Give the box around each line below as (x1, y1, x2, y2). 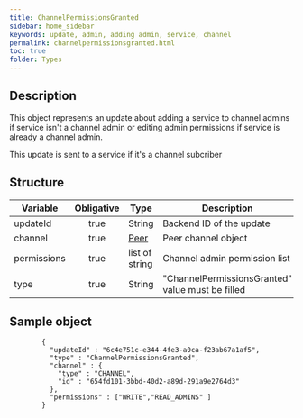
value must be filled (161, 283, 246, 295)
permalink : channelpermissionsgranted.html (9, 38, 176, 48)
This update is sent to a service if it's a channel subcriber (9, 149, 223, 159)
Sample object (9, 314, 92, 330)
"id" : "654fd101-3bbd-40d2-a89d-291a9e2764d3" (57, 377, 241, 386)
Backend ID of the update (161, 217, 271, 230)
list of (128, 246, 152, 259)
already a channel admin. (9, 132, 104, 142)
